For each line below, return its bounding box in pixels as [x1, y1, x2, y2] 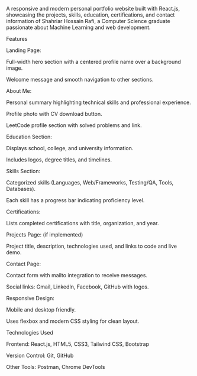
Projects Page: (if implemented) [6, 231, 83, 238]
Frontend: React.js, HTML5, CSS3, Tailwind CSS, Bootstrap [6, 341, 150, 348]
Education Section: [6, 133, 52, 140]
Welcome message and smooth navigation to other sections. [6, 76, 154, 83]
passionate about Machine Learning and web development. [6, 24, 151, 31]
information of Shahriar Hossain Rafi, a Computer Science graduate [6, 18, 170, 24]
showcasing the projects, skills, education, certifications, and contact [6, 11, 175, 18]
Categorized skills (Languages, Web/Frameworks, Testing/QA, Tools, [6, 179, 174, 186]
